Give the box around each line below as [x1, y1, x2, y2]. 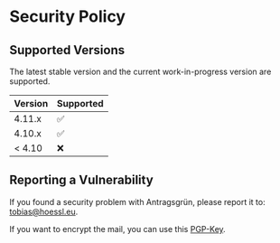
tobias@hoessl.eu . [9, 206, 79, 217]
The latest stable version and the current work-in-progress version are [9, 66, 272, 77]
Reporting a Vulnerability [9, 173, 154, 188]
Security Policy [9, 6, 126, 27]
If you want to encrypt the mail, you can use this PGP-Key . [9, 223, 226, 234]
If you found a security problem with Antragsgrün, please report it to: [9, 196, 266, 207]
